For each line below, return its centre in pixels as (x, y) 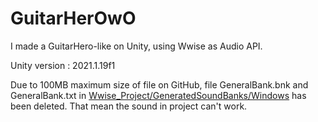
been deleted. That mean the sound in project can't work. (129, 106)
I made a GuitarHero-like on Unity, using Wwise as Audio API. (136, 46)
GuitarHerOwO (73, 18)
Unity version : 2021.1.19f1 (63, 65)
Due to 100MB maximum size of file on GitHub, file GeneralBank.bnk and (159, 84)
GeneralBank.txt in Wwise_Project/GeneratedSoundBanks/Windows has (158, 95)
